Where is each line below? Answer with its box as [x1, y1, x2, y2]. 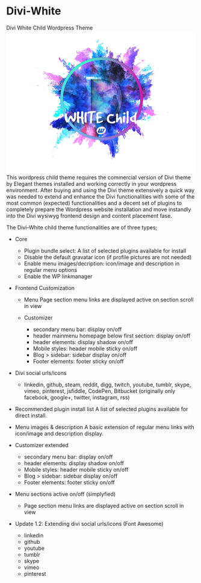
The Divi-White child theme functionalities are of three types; [6, 224, 158, 231]
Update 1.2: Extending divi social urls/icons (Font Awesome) [14, 520, 164, 528]
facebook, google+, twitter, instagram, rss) [23, 394, 131, 401]
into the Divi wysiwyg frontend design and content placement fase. [6, 212, 173, 220]
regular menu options [23, 267, 78, 274]
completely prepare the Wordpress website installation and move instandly [6, 206, 191, 213]
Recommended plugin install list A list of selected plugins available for [14, 406, 188, 413]
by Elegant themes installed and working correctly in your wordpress [6, 180, 177, 188]
